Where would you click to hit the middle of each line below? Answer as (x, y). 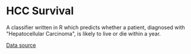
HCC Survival (40, 11)
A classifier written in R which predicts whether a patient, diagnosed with (96, 27)
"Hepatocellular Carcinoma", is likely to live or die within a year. (84, 33)
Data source (21, 45)
